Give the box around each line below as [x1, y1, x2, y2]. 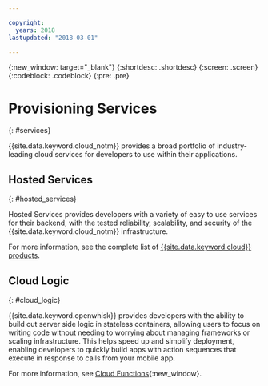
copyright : [8, 18, 45, 26]
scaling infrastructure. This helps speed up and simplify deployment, [8, 336, 234, 345]
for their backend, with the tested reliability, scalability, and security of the [8, 218, 253, 228]
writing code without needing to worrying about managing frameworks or [8, 328, 250, 337]
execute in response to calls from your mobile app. [8, 353, 176, 363]
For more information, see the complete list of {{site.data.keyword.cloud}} [8, 242, 252, 252]
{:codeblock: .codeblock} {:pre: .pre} [8, 71, 130, 81]
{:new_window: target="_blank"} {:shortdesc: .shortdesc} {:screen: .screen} [8, 62, 258, 72]
